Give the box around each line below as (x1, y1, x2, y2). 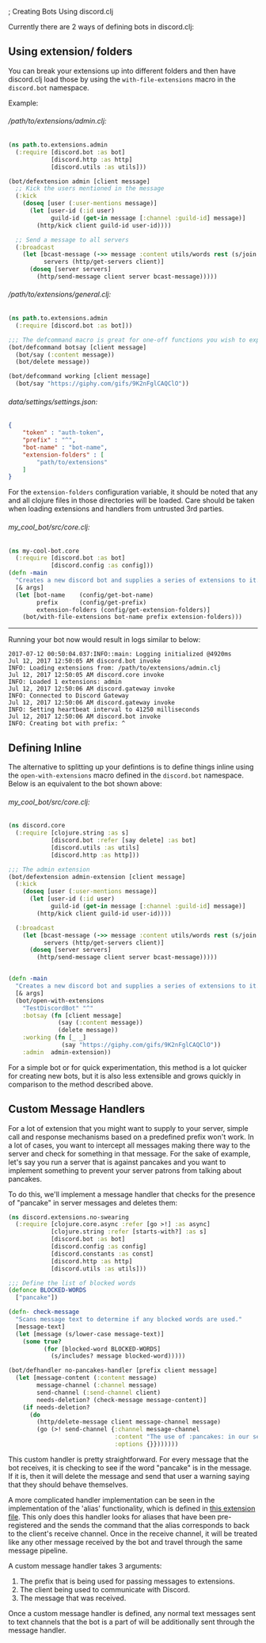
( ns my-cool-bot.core (8, 547, 80, 555)
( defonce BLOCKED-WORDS (8, 1286, 87, 1294)
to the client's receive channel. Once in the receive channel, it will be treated (8, 1529, 258, 1538)
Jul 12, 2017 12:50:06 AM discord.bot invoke (8, 713, 161, 720)
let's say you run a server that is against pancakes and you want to (8, 1157, 226, 1167)
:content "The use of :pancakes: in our (114, 1433, 249, 1441)
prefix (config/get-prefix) (36, 598, 147, 606)
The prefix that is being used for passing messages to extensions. (19, 1576, 235, 1586)
